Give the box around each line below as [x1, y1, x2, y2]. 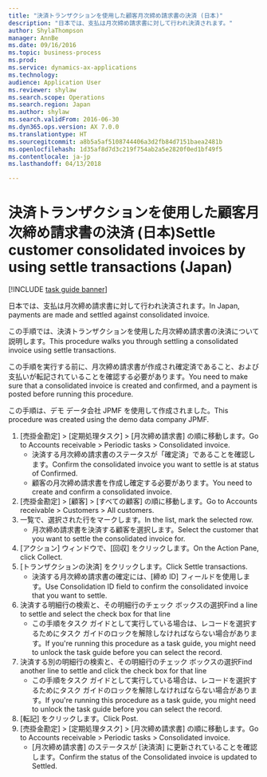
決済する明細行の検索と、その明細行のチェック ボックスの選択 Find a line [19, 600, 258, 610]
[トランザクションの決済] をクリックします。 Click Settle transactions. [19, 562, 249, 571]
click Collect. [19, 552, 63, 562]
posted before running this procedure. [8, 389, 134, 399]
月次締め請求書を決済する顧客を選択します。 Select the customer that [31, 525, 259, 534]
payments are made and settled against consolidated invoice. [8, 310, 210, 320]
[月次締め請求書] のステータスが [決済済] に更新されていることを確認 [31, 743, 257, 752]
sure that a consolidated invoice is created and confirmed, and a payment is [8, 381, 257, 391]
